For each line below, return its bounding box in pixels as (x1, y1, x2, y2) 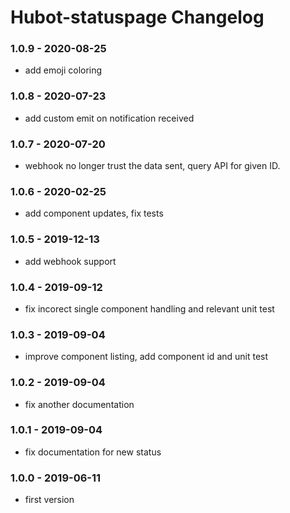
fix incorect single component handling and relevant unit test (24, 302, 275, 315)
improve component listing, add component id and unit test (24, 351, 269, 363)
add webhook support (24, 255, 117, 267)
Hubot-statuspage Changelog (10, 6, 265, 29)
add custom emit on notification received (24, 112, 195, 124)
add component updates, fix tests (24, 207, 164, 220)
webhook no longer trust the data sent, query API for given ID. (24, 160, 281, 172)
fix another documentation (24, 398, 135, 410)
